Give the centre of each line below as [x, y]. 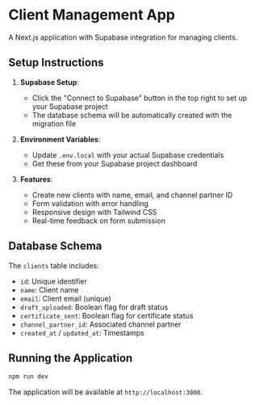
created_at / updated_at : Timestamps [82, 332]
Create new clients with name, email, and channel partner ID [132, 195]
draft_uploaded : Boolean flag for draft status [94, 307]
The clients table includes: [54, 265]
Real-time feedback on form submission [98, 221]
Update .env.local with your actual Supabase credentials [128, 154]
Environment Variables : [60, 139]
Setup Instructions [56, 63]
